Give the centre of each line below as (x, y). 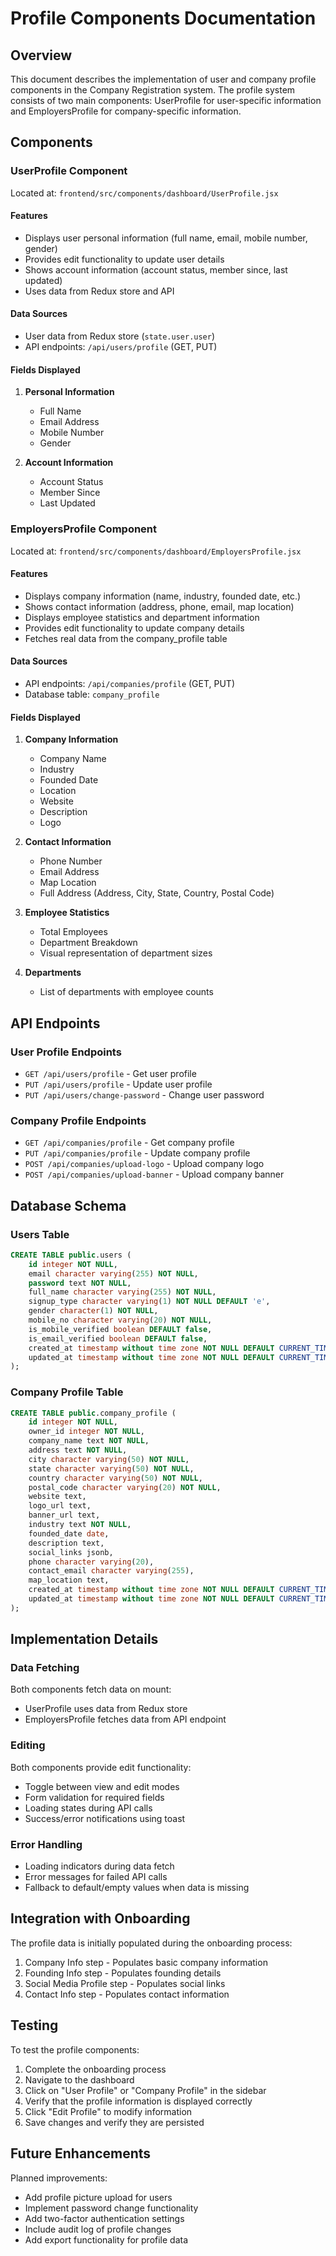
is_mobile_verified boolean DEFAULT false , (120, 1329)
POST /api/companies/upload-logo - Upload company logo (144, 1164)
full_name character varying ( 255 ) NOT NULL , (122, 1292)
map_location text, (69, 1580)
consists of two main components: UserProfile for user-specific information (166, 100)
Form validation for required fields (94, 1797)
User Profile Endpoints (66, 1052)
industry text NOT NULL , (80, 1525)
